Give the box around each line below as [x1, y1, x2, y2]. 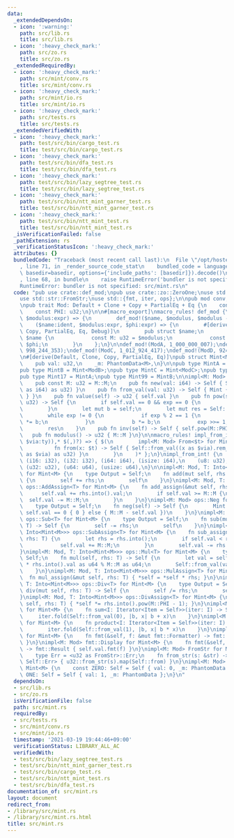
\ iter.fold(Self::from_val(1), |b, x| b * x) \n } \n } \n [19, 626, 217, 633]
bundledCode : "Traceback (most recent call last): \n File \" [13, 257, 198, 264]
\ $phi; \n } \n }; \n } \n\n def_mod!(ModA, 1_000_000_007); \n [19, 341, 223, 348]
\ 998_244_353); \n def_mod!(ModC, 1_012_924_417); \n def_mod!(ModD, [19, 347, 217, 354]
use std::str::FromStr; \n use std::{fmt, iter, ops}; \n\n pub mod [19, 296, 210, 303]
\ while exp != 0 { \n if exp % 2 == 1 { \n [19, 412, 201, 419]
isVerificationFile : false [13, 697, 92, 704]
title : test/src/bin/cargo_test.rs [19, 146, 123, 153]
